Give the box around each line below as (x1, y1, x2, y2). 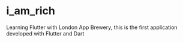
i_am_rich (6, 4, 56, 18)
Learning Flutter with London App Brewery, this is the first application (6, 24, 178, 31)
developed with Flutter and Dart (6, 30, 85, 37)
